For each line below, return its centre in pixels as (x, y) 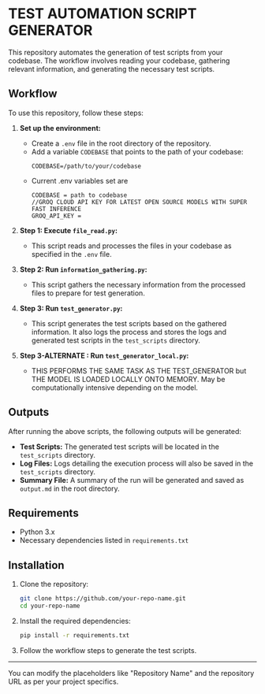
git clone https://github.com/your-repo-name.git (103, 599)
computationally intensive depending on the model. (115, 388)
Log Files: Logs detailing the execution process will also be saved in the (136, 463)
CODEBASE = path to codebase (79, 195)
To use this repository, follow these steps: (76, 113)
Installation (36, 565)
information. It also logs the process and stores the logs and (129, 332)
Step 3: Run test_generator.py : (71, 308)
